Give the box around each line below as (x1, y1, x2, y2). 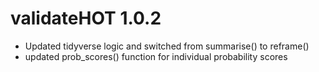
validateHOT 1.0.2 (10, 7, 162, 30)
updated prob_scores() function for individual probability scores (24, 50, 288, 62)
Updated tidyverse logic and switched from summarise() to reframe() (24, 40, 310, 52)
